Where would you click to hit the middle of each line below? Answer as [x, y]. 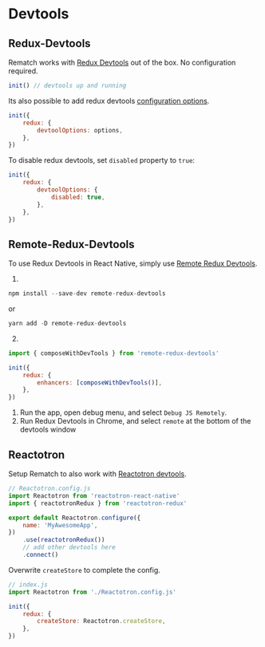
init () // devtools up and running [67, 85]
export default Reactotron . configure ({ [75, 518]
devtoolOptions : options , [80, 130]
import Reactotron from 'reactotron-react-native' [94, 495]
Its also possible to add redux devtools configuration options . [109, 101]
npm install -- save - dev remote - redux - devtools [87, 294]
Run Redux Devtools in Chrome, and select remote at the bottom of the [135, 421]
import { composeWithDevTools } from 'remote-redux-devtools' [114, 353]
